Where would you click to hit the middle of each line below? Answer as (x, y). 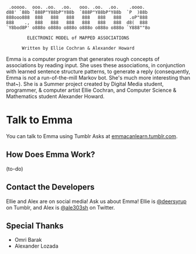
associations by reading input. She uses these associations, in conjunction (96, 65)
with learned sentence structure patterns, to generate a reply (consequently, (98, 71)
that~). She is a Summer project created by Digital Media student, (85, 84)
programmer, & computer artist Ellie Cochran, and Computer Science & (91, 90)
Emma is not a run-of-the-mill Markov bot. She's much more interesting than (98, 78)
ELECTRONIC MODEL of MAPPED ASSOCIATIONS (78, 38)
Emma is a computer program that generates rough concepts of (83, 59)
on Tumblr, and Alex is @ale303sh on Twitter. (61, 207)
